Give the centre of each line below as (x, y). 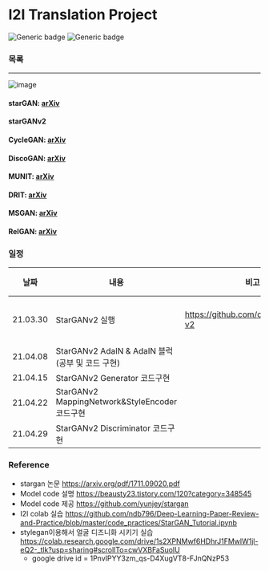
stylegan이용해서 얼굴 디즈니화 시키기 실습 (86, 532)
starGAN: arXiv (34, 103)
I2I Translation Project (83, 15)
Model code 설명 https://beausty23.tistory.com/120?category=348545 (136, 493)
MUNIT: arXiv (31, 176)
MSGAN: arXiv (33, 213)
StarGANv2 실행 (86, 320)
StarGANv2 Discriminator (103, 428)
